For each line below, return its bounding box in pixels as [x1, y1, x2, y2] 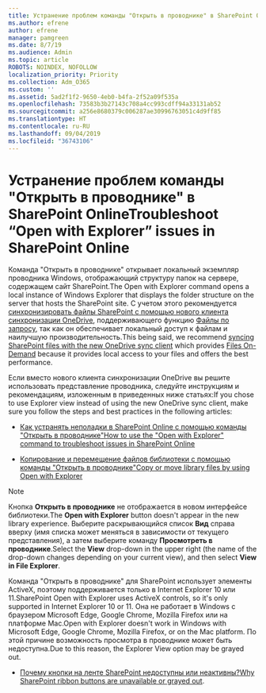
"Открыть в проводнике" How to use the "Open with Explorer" [19, 430, 224, 441]
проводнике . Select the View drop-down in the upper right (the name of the [8, 545, 257, 554]
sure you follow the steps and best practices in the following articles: [8, 406, 233, 417]
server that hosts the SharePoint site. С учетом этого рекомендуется [8, 298, 237, 308]
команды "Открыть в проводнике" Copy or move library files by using [19, 463, 250, 472]
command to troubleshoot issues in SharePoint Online [19, 439, 196, 449]
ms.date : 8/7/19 [8, 41, 62, 49]
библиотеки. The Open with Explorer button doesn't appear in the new [8, 510, 240, 520]
